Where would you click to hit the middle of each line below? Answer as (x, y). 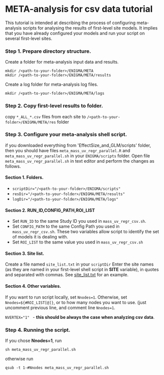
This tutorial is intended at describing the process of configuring (70, 23)
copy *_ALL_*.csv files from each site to (46, 116)
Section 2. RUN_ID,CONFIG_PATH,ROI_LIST (50, 210)
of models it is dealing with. (40, 237)
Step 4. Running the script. (38, 330)
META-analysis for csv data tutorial (79, 9)
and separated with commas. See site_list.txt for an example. (67, 275)
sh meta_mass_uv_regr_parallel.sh (41, 349)
